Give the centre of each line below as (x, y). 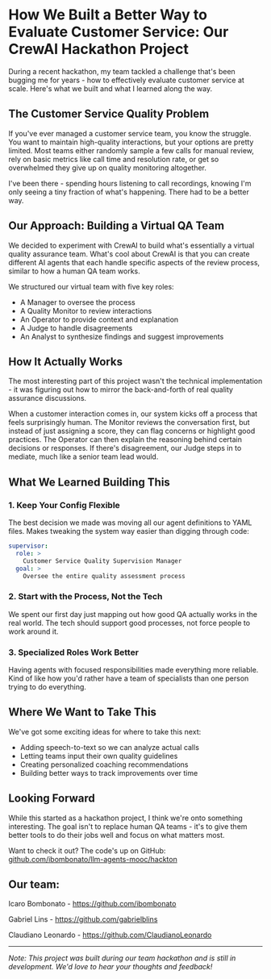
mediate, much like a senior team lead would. (83, 456)
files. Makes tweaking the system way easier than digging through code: (129, 531)
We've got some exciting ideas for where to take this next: (105, 731)
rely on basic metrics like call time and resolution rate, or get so (114, 159)
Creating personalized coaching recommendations (104, 764)
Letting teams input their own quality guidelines (99, 756)
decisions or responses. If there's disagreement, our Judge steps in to (125, 448)
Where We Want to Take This (83, 712)
